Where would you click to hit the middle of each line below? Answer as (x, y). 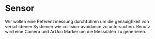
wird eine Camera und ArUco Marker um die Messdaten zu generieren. (76, 31)
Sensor (20, 8)
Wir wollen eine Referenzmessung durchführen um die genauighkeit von (77, 21)
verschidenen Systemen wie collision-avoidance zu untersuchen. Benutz (78, 26)
